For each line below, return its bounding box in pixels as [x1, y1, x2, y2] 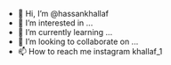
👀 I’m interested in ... [17, 18, 94, 28]
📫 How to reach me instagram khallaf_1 [17, 47, 163, 56]
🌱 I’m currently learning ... [17, 27, 113, 37]
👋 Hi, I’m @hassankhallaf [17, 9, 110, 18]
